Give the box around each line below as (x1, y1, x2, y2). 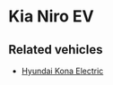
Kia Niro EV (8, 6, 95, 27)
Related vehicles (8, 42, 103, 57)
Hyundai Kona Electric (21, 65, 104, 76)
